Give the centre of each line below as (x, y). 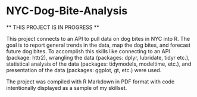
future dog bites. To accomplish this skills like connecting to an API (88, 51)
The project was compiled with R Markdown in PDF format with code (90, 82)
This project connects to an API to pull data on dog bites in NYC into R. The (98, 38)
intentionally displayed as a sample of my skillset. (67, 88)
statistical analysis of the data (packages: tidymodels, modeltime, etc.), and (99, 64)
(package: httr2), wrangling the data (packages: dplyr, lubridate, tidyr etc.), (98, 57)
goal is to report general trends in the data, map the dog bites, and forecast (98, 45)
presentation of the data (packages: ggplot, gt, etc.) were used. (84, 70)
